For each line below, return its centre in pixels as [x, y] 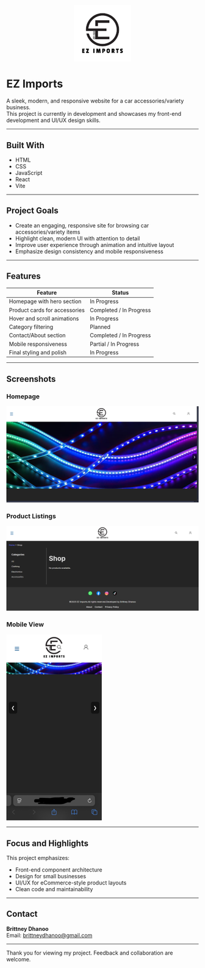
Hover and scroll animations [44, 318]
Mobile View [25, 625]
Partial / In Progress [114, 344]
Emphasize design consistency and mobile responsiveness [89, 251]
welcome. [19, 959]
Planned [100, 327]
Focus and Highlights [47, 843]
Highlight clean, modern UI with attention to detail [77, 238]
